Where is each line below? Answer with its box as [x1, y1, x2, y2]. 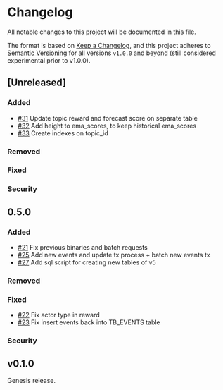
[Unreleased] [7, 77, 67, 89]
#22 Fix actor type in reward [17, 311, 100, 319]
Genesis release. [7, 377, 56, 385]
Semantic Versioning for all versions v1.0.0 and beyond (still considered [7, 49, 217, 57]
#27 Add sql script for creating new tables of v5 [17, 258, 156, 267]
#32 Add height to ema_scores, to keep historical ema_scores [17, 121, 197, 130]
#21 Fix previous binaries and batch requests [17, 243, 148, 252]
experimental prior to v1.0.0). [7, 56, 91, 64]
